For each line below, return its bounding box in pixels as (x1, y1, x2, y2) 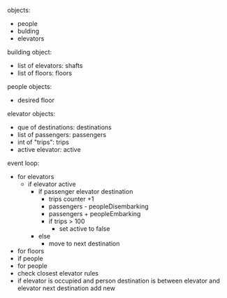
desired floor (17, 96, 54, 104)
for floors (17, 247, 45, 255)
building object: (7, 48, 52, 56)
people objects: (7, 83, 52, 90)
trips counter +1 (48, 195, 94, 203)
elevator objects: (7, 110, 56, 118)
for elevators (17, 173, 54, 180)
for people (17, 262, 47, 270)
